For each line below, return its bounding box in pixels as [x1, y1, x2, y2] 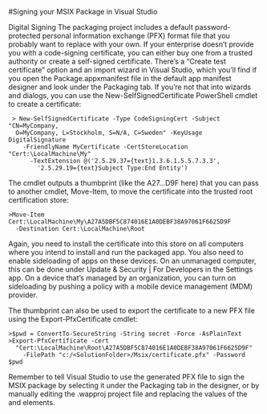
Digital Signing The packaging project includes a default [8, 23, 194, 31]
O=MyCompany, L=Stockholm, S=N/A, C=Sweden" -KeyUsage [15, 129, 203, 137]
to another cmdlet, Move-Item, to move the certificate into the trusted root [8, 187, 253, 196]
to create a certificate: [8, 100, 82, 109]
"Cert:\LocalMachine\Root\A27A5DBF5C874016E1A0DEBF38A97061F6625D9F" [15, 344, 253, 352]
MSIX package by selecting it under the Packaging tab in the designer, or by [8, 381, 260, 390]
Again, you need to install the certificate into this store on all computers [8, 239, 245, 248]
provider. [8, 290, 38, 300]
